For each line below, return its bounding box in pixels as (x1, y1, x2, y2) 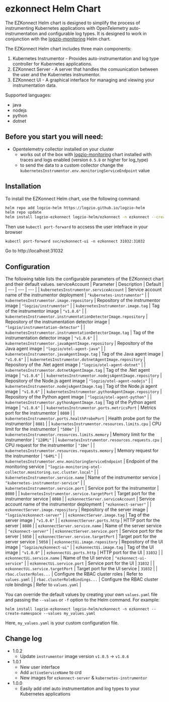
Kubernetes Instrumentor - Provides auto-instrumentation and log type (12, 55, 159, 61)
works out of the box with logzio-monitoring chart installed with (20, 151, 152, 157)
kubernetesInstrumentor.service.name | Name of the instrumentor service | (5, 474, 161, 480)
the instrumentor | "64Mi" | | (5, 453, 63, 459)
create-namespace (5, 611, 42, 616)
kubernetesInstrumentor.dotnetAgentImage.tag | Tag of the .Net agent (5, 367, 150, 373)
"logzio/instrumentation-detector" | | (5, 324, 86, 330)
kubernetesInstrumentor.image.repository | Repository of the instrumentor (5, 297, 161, 303)
